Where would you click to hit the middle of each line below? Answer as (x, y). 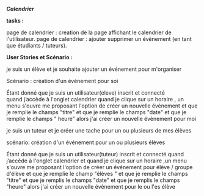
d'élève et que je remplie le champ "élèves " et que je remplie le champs (97, 174)
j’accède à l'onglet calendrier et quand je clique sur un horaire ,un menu (97, 161)
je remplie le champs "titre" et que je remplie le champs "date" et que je (97, 112)
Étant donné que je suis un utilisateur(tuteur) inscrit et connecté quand (95, 154)
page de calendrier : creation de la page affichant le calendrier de (89, 32)
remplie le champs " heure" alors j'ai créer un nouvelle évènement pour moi (101, 119)
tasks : (15, 20)
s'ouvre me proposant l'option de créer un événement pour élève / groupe (100, 167)
